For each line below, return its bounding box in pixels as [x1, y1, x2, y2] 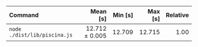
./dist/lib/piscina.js [9, 32, 72, 38]
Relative [166, 11, 189, 19]
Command [9, 11, 39, 19]
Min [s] [113, 11, 134, 19]
